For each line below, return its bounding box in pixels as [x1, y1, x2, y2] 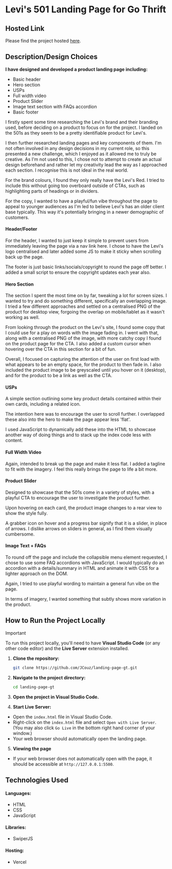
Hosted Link [5, 24, 45, 33]
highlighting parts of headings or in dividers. [5, 188, 99, 194]
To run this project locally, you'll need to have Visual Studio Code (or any [5, 640, 161, 646]
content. [5, 437, 23, 443]
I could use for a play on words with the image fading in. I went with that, [5, 330, 159, 336]
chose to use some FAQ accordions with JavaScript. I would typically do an [5, 560, 164, 566]
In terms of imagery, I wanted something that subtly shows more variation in [5, 596, 166, 602]
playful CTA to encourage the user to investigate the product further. [5, 494, 150, 501]
